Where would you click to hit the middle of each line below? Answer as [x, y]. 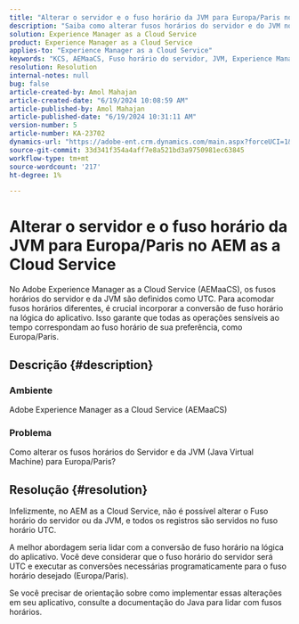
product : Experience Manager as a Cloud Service [101, 42]
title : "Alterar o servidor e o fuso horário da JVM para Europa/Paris [145, 17]
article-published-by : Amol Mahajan [77, 109]
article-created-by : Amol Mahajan [73, 92]
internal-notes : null [49, 76]
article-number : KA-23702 [57, 134]
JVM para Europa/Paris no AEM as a [145, 246]
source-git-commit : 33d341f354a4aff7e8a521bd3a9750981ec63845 [127, 150]
